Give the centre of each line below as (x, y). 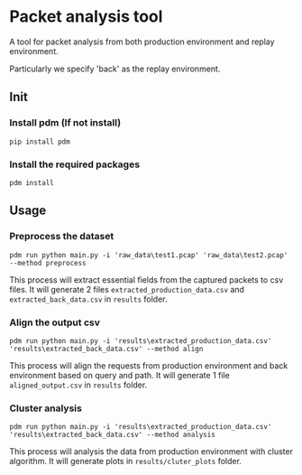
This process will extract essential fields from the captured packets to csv (146, 279)
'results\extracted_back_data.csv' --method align (106, 349)
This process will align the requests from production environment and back (149, 365)
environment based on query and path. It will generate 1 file (119, 375)
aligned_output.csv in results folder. (78, 385)
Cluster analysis (46, 408)
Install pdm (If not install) (65, 123)
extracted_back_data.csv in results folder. (88, 299)
